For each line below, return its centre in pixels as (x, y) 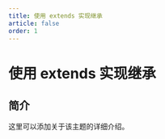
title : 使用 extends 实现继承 (55, 16)
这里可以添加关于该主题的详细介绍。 (69, 127)
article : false (34, 23)
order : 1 (23, 31)
